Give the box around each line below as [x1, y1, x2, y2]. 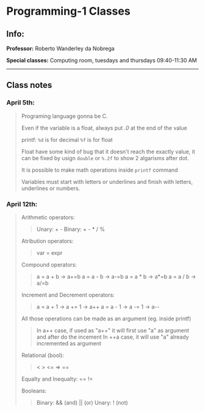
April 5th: [6, 98, 35, 107]
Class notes [6, 80, 52, 90]
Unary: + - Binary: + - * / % [36, 225, 106, 233]
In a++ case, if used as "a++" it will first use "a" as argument [36, 326, 189, 334]
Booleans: [21, 387, 47, 394]
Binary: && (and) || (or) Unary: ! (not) [36, 399, 128, 406]
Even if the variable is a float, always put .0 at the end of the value [21, 124, 187, 131]
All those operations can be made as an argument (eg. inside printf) [21, 315, 192, 322]
